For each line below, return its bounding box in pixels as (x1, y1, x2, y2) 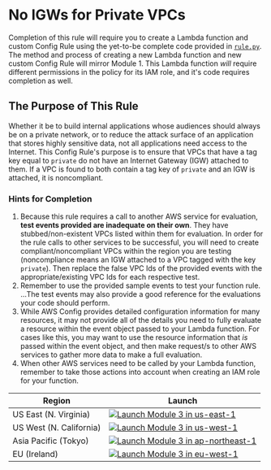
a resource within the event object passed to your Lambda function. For (19, 324, 260, 334)
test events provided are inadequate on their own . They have (19, 220, 229, 230)
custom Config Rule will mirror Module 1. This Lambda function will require (8, 59, 257, 68)
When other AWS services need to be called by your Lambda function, (19, 359, 256, 368)
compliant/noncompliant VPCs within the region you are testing (19, 246, 232, 256)
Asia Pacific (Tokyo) (12, 435, 89, 446)
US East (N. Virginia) (12, 409, 91, 420)
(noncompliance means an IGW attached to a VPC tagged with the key (19, 255, 256, 265)
